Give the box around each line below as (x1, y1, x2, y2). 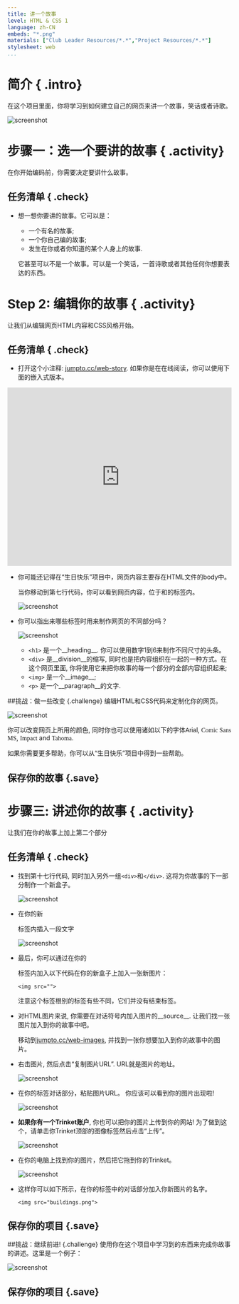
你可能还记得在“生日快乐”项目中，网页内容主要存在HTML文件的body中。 (17, 572, 231, 582)
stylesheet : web (7, 44, 55, 51)
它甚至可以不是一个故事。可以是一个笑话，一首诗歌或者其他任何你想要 (17, 259, 224, 268)
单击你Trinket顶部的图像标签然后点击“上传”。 (36, 1126, 169, 1135)
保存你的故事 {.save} (7, 772, 100, 784)
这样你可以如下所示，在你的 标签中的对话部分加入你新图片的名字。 (17, 1184, 211, 1193)
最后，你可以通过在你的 (17, 954, 87, 962)
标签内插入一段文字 (17, 924, 75, 933)
